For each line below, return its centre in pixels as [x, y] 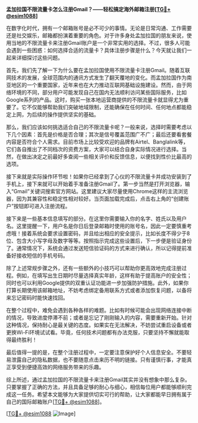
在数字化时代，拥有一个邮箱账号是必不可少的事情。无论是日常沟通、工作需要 [99, 28]
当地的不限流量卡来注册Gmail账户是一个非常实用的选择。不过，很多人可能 [100, 43]
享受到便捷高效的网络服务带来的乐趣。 [57, 367]
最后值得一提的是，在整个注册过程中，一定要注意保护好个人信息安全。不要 [96, 352]
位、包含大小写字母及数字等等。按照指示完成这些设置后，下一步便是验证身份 [99, 241]
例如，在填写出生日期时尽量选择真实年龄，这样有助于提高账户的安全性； [104, 275]
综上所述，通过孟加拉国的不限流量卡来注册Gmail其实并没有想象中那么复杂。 [98, 380]
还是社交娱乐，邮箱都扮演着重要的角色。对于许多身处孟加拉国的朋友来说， [96, 35]
